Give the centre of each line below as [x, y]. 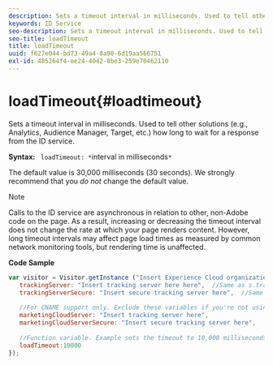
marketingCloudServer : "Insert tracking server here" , [114, 316]
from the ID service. [42, 141]
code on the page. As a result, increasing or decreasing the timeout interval [135, 221]
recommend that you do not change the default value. [99, 181]
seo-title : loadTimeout [49, 39]
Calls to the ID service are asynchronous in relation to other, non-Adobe [128, 213]
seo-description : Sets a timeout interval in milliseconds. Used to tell [136, 31]
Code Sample [32, 262]
